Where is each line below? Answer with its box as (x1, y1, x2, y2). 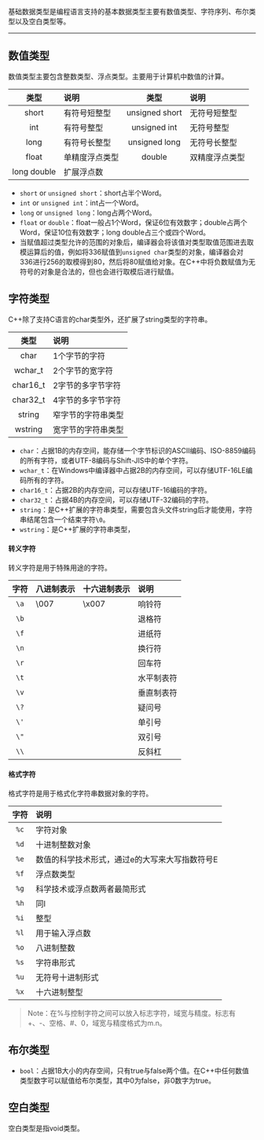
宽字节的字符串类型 (52, 424, 124, 435)
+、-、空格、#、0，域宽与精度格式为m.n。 (27, 1018, 167, 1028)
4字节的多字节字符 (52, 394, 122, 405)
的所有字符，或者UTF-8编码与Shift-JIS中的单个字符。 (19, 456, 192, 465)
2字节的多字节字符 (52, 380, 122, 391)
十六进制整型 (35, 987, 84, 998)
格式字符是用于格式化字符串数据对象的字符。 (8, 789, 153, 799)
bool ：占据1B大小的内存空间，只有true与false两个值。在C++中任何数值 (19, 1065, 250, 1075)
